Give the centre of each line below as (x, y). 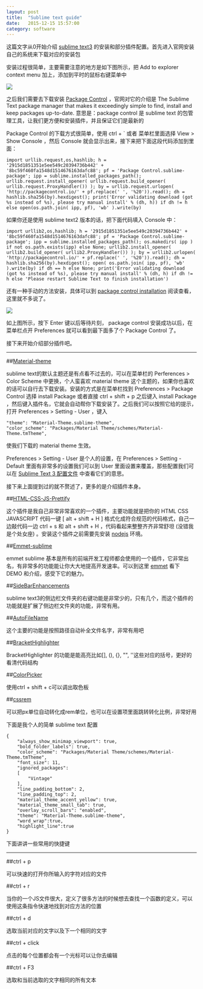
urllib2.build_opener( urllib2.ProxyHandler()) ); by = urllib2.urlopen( (101, 253)
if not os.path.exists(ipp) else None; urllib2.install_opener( (89, 247)
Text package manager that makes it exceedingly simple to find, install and (99, 106)
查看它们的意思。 (106, 474)
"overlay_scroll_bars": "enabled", (62, 811)
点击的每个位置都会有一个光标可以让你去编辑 (62, 956)
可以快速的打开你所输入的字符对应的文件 (56, 874)
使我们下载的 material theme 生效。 (50, 445)
